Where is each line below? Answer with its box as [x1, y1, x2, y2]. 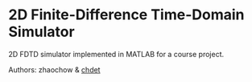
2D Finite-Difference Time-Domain [8, 6, 245, 24]
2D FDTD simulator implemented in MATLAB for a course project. [8, 49, 225, 59]
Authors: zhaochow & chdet [8, 64, 101, 74]
